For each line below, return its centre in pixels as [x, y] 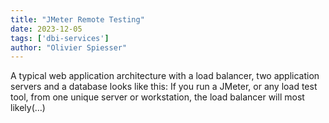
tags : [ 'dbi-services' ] [60, 38]
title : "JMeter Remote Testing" [77, 19]
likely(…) [28, 108]
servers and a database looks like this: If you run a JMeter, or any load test [164, 87]
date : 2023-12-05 [46, 29]
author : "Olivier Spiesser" [69, 47]
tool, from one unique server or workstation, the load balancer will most [157, 97]
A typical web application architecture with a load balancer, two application [165, 76]
